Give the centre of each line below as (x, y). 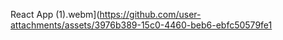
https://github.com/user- (150, 14)
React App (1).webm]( (55, 14)
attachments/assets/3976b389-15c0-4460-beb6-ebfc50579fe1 (141, 25)
